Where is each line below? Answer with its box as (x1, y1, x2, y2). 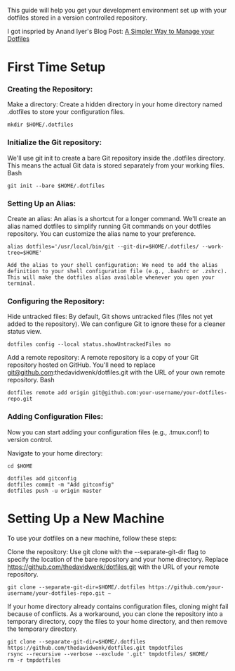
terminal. (7, 280, 36, 287)
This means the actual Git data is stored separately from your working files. (7, 161, 224, 170)
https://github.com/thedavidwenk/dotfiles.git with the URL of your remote (7, 563, 220, 571)
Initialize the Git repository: (7, 137, 102, 147)
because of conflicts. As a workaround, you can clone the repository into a (7, 609, 223, 618)
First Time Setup (7, 59, 106, 75)
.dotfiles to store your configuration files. (7, 108, 125, 116)
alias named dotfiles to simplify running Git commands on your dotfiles (7, 222, 212, 231)
